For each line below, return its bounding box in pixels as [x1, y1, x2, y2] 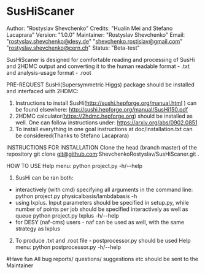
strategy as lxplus [15, 225, 60, 232]
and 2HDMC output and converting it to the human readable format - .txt [6, 63, 190, 70]
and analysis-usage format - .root [6, 69, 91, 76]
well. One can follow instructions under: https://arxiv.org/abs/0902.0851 [15, 118, 198, 126]
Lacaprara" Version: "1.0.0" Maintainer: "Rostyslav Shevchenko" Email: [6, 31, 185, 38]
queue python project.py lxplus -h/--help [15, 211, 119, 219]
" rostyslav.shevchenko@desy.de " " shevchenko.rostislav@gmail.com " [6, 37, 183, 45]
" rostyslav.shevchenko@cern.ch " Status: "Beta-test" [6, 44, 140, 51]
